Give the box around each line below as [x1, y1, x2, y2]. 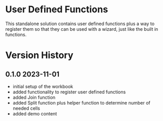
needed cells [12, 105, 40, 111]
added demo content [12, 110, 57, 116]
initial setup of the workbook [12, 83, 73, 89]
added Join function [12, 94, 55, 100]
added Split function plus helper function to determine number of [12, 99, 151, 106]
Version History [5, 50, 73, 61]
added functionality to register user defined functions [12, 89, 126, 95]
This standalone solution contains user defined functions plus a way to [5, 21, 155, 27]
